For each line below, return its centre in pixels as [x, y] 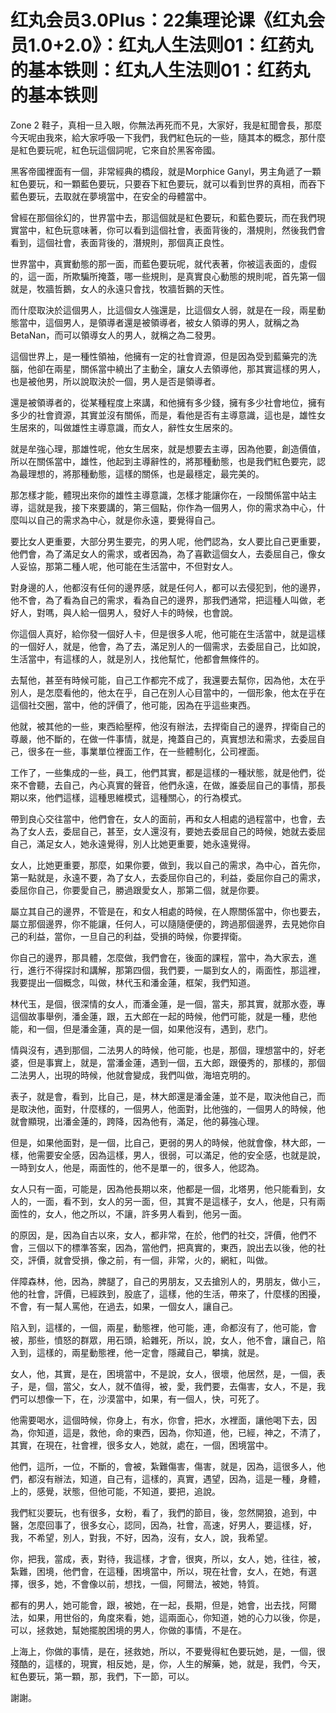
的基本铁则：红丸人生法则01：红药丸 [160, 70]
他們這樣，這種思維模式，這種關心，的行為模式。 [145, 797]
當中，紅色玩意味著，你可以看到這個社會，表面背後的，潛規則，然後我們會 [172, 230]
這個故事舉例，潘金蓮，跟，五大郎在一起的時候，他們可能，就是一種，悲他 [163, 1016]
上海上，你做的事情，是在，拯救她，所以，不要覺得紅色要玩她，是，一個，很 [168, 1651]
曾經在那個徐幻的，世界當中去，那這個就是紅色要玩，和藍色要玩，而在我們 [163, 217]
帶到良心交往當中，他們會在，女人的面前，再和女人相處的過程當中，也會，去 [168, 818]
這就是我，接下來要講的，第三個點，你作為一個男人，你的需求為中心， [172, 507]
